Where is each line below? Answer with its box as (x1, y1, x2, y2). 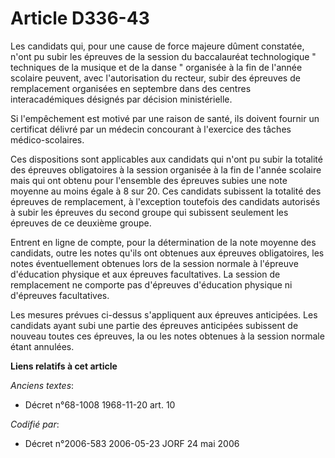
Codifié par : (10, 418, 60, 430)
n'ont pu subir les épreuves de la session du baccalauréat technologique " (10, 50, 317, 62)
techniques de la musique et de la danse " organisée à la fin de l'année (10, 61, 303, 73)
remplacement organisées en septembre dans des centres (10, 82, 252, 94)
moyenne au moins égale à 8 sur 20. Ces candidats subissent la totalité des (10, 185, 322, 197)
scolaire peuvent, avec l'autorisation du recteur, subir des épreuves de (10, 72, 301, 84)
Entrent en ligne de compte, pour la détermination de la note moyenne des (10, 236, 317, 248)
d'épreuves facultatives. (10, 289, 110, 301)
